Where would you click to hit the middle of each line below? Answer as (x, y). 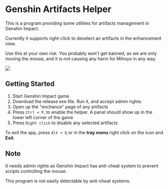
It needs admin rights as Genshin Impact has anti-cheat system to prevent (82, 166)
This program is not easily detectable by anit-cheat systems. (68, 181)
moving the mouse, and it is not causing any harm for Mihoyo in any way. (81, 58)
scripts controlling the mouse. (36, 171)
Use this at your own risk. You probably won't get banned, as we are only (81, 53)
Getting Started (30, 84)
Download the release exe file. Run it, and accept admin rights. (77, 101)
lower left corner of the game (43, 117)
